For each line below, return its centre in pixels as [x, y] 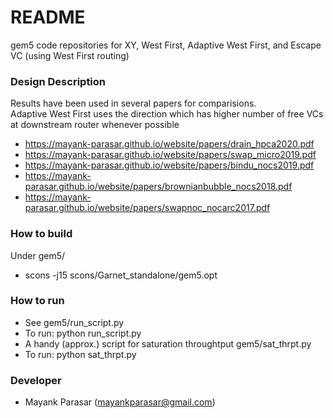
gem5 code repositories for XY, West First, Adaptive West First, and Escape [166, 45]
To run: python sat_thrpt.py [80, 354]
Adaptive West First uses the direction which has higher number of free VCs [167, 114]
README [48, 17]
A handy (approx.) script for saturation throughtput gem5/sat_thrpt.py [168, 343]
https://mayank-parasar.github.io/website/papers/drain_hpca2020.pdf [169, 144]
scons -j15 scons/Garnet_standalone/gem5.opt [121, 275]
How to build [41, 234]
